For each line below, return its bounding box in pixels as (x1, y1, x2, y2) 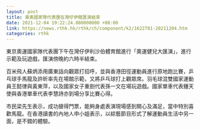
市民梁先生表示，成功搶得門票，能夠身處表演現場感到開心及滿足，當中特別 (6, 103, 189, 110)
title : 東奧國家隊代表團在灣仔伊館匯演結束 (6, 14, 101, 20)
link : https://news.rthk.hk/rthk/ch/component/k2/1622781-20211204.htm (6, 25, 187, 31)
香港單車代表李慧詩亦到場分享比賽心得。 (16, 90, 116, 97)
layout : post (6, 8, 39, 15)
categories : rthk (6, 31, 49, 37)
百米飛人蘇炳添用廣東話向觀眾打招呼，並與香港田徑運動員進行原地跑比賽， (6, 68, 189, 75)
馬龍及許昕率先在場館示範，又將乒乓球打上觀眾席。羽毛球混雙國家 (21, 75, 183, 83)
